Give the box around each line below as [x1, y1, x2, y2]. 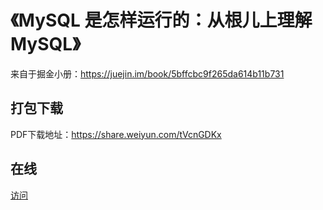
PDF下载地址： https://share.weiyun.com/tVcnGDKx [10, 128, 222, 140]
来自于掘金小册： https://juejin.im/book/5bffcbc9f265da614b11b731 [10, 67, 285, 80]
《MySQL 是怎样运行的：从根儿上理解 [10, 9, 313, 32]
